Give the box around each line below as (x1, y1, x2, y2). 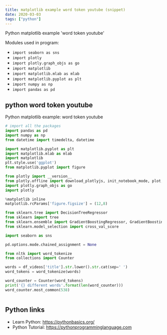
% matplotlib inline (5, 197, 46, 202)
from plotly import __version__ (5, 174, 72, 179)
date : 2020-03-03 (5, 12, 41, 17)
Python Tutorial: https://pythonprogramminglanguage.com (12, 324, 132, 330)
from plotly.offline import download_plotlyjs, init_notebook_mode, (5, 178, 150, 183)
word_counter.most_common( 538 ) (5, 287, 70, 292)
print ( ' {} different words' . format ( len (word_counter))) (5, 283, 123, 288)
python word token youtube (5, 100, 93, 109)
